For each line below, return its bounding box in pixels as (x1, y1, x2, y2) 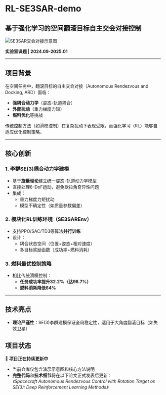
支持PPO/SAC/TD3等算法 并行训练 (12, 228, 81, 234)
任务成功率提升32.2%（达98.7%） (19, 279, 91, 285)
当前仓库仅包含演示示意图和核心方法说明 (12, 366, 95, 372)
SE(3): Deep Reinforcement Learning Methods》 (12, 384, 109, 390)
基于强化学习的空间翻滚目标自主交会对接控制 (5, 24, 142, 32)
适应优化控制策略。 (5, 129, 44, 135)
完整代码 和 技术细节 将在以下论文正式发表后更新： (12, 372, 112, 378)
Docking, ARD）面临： (5, 89, 51, 95)
